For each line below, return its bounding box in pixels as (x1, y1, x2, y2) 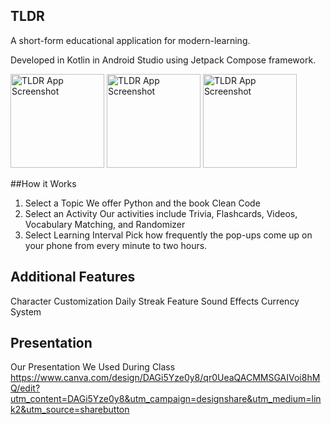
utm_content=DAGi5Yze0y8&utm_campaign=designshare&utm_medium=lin (10, 393, 322, 405)
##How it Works (10, 177, 77, 189)
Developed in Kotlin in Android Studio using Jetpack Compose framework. (10, 54, 317, 66)
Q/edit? (10, 382, 41, 394)
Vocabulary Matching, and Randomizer (24, 218, 186, 230)
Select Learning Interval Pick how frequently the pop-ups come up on (24, 229, 313, 241)
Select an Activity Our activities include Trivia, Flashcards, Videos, (24, 207, 298, 219)
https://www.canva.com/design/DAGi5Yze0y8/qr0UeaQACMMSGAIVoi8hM (10, 372, 321, 384)
